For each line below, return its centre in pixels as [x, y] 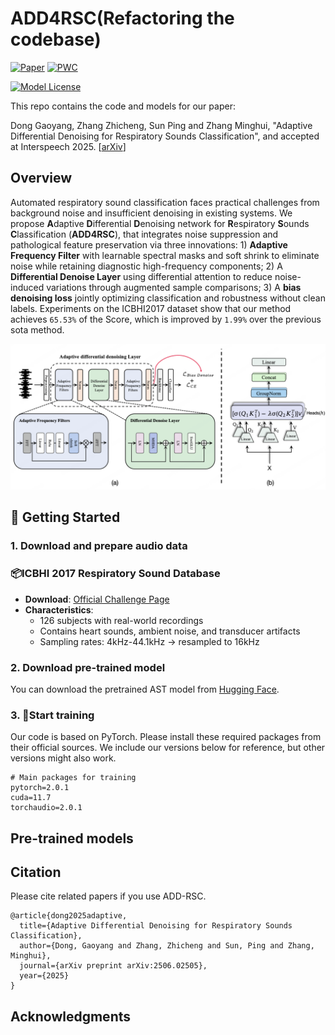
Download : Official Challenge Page [97, 599]
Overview [41, 178]
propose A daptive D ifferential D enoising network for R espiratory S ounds [160, 223]
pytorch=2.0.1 [40, 788]
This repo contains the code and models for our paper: [123, 106]
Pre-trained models [72, 838]
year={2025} [44, 976]
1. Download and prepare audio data [99, 546]
